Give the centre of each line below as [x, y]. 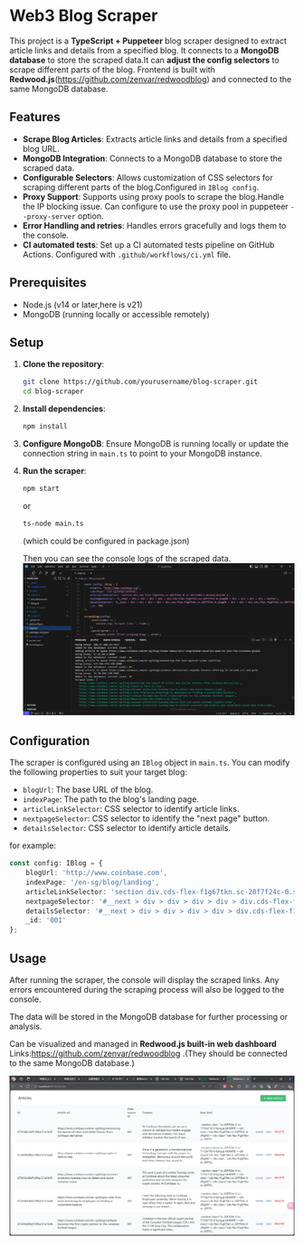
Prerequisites [48, 283]
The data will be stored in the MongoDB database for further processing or [148, 1017]
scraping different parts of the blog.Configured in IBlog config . [141, 187]
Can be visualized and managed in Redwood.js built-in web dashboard [143, 1044]
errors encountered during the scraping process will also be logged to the [147, 990]
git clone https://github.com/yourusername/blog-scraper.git [140, 382]
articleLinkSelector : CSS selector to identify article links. [131, 809]
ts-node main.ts [53, 523]
